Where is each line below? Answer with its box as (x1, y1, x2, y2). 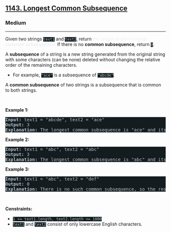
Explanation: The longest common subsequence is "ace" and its (5, 127, 166, 133)
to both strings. (5, 87, 37, 93)
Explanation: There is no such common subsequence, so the (5, 186, 156, 192)
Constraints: (5, 205, 33, 212)
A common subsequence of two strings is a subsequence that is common (5, 82, 161, 88)
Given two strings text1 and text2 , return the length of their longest (5, 36, 147, 42)
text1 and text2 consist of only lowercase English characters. (12, 221, 142, 227)
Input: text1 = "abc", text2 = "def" (5, 176, 100, 182)
